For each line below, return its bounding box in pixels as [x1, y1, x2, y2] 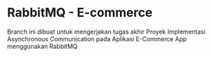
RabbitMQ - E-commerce [7, 5, 153, 21]
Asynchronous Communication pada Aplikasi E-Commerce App [7, 34, 187, 43]
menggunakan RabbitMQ [7, 42, 78, 50]
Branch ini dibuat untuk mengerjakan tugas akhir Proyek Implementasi [7, 27, 206, 36]
